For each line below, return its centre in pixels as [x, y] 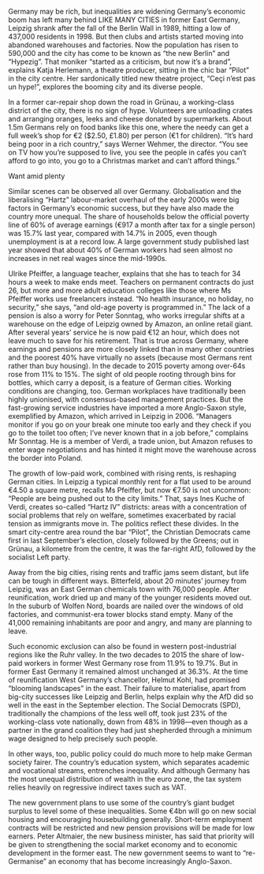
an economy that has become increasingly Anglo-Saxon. [140, 861]
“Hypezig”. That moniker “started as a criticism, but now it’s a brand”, [120, 62]
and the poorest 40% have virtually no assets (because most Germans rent [130, 357]
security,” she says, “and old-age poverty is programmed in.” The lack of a [129, 307]
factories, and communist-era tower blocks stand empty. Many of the [121, 614]
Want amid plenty [37, 176]
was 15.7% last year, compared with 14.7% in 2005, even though [113, 233]
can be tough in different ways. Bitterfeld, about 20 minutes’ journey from [127, 581]
